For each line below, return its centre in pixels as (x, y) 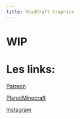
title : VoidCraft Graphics (40, 12)
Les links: (31, 69)
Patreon (16, 86)
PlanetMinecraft (26, 98)
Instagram (19, 109)
